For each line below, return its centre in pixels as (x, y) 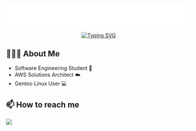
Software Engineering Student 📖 (53, 68)
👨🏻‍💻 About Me (33, 54)
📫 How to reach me (43, 105)
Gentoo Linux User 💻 (40, 83)
